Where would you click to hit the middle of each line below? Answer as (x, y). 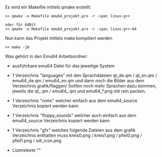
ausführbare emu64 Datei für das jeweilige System (63, 66)
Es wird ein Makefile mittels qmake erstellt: (48, 7)
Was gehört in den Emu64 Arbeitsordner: (46, 56)
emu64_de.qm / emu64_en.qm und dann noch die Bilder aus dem (78, 80)
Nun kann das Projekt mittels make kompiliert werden (59, 38)
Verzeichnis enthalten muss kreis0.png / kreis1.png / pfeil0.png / (77, 135)
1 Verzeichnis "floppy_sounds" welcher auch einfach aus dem (74, 115)
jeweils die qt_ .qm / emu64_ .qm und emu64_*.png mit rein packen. (79, 91)
